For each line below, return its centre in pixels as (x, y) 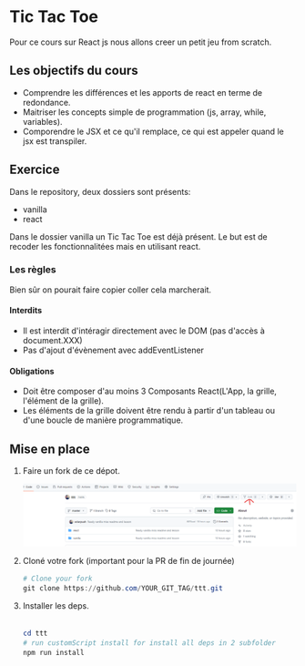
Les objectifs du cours (74, 71)
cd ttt (35, 633)
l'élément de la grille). (63, 401)
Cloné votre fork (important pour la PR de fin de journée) (128, 561)
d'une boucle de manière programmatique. (103, 420)
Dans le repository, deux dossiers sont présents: (100, 191)
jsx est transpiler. (55, 141)
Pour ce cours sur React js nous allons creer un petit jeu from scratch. (141, 42)
